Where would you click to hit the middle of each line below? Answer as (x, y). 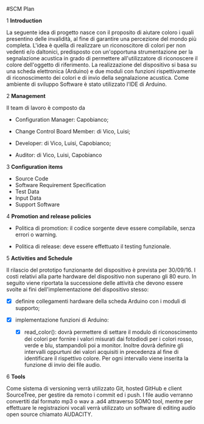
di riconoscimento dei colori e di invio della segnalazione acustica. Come (98, 78)
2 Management (26, 96)
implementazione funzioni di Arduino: (62, 320)
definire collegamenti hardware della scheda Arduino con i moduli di (100, 301)
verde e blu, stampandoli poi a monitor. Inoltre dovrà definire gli (104, 345)
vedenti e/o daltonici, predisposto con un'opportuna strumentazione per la (100, 52)
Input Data (28, 198)
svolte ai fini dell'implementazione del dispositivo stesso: (78, 289)
